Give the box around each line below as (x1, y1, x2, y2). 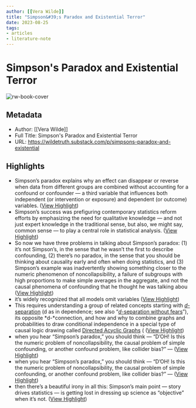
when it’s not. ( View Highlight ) (14, 395, 87, 402)
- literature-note (6, 36, 51, 42)
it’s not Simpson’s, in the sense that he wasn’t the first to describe (14, 245, 174, 252)
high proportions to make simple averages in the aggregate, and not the (14, 277, 188, 284)
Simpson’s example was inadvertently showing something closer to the (14, 264, 187, 271)
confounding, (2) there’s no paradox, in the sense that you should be (14, 252, 181, 259)
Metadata (6, 110, 42, 120)
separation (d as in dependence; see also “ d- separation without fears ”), (14, 308, 189, 315)
